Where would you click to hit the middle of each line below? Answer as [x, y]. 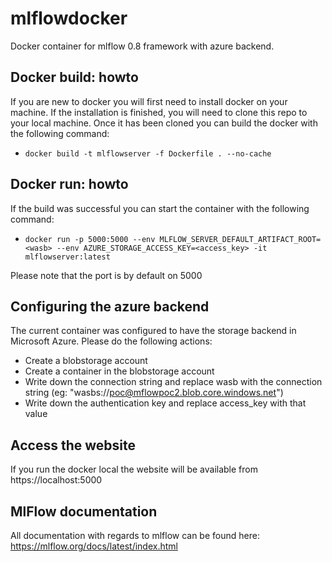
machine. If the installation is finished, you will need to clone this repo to [159, 112]
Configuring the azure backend [110, 306]
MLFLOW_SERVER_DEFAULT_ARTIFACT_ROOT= [240, 239]
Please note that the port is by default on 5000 [106, 275]
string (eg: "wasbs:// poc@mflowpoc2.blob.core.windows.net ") [154, 393]
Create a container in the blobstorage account [119, 371]
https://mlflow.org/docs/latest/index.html [94, 546]
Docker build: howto [74, 77]
